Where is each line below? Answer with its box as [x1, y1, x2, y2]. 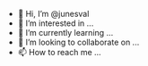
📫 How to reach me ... [17, 47, 101, 57]
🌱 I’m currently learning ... [17, 28, 114, 37]
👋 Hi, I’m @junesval [17, 9, 90, 19]
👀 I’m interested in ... [17, 18, 94, 29]
